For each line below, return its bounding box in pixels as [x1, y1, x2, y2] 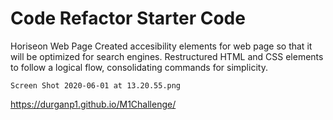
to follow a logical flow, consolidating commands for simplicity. [10, 61, 268, 73]
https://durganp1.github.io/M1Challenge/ [10, 98, 177, 110]
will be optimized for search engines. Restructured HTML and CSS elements [10, 50, 324, 62]
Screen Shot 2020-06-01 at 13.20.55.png [10, 80, 182, 91]
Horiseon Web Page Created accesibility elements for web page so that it [10, 40, 313, 52]
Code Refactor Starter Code [10, 7, 246, 30]
